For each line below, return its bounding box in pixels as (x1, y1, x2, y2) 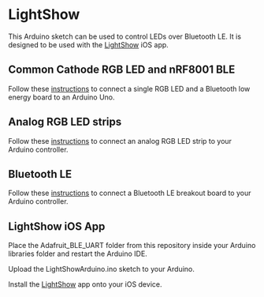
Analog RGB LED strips (8, 115, 122, 129)
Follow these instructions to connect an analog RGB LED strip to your (8, 136, 232, 145)
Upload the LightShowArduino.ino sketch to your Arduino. (8, 265, 195, 274)
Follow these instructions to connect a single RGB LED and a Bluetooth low (8, 84, 251, 93)
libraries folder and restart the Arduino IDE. (8, 249, 147, 258)
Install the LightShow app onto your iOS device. (8, 280, 162, 289)
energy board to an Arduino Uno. (8, 92, 116, 102)
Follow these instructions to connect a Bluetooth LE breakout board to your (8, 188, 251, 198)
